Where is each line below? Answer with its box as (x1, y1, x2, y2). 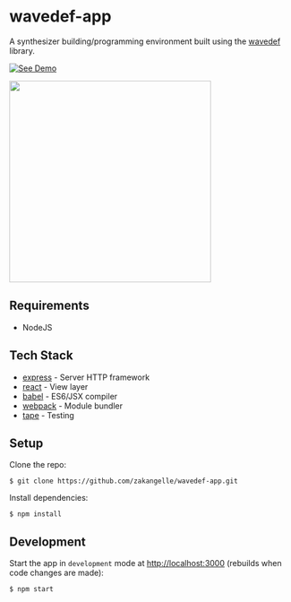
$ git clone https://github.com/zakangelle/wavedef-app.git (9, 477, 239, 486)
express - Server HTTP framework (21, 372, 150, 383)
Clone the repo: (9, 460, 67, 470)
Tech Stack (9, 348, 73, 364)
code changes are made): (9, 567, 105, 579)
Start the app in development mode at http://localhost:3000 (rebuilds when (9, 558, 282, 569)
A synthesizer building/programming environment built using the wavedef (9, 36, 281, 47)
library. (9, 45, 36, 56)
